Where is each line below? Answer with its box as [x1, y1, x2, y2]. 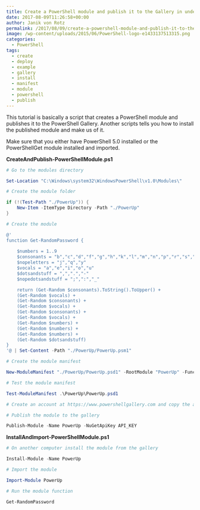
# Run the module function [6, 488, 73, 494]
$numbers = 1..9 [17, 248, 58, 255]
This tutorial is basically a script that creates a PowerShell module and [6, 114, 179, 121]
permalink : [6, 25, 33, 32]
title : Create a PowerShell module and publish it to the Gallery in [6, 8, 183, 15]
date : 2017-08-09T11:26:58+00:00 [6, 14, 89, 20]
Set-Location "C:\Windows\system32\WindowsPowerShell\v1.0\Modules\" [6, 178, 183, 184]
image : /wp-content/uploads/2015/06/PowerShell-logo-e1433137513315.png [6, 31, 190, 37]
